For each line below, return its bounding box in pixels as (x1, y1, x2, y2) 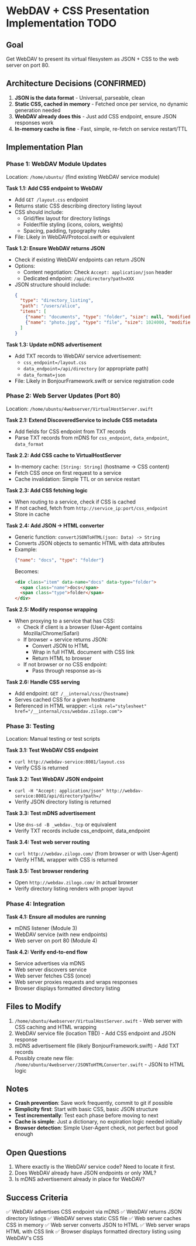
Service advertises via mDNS (14, 959, 85, 966)
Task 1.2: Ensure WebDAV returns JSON (6, 244, 105, 251)
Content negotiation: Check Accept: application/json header (23, 268, 173, 275)
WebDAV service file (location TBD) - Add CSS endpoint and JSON (14, 1030, 176, 1037)
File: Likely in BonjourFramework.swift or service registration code (14, 377, 174, 384)
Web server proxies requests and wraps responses (14, 978, 138, 985)
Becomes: (14, 567, 39, 575)
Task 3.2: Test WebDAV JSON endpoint (6, 775, 104, 783)
